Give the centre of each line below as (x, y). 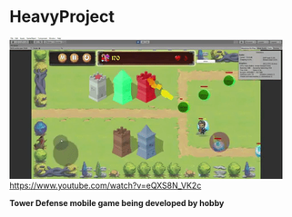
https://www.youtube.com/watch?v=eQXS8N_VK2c (106, 185)
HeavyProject (62, 17)
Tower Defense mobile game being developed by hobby (117, 202)
